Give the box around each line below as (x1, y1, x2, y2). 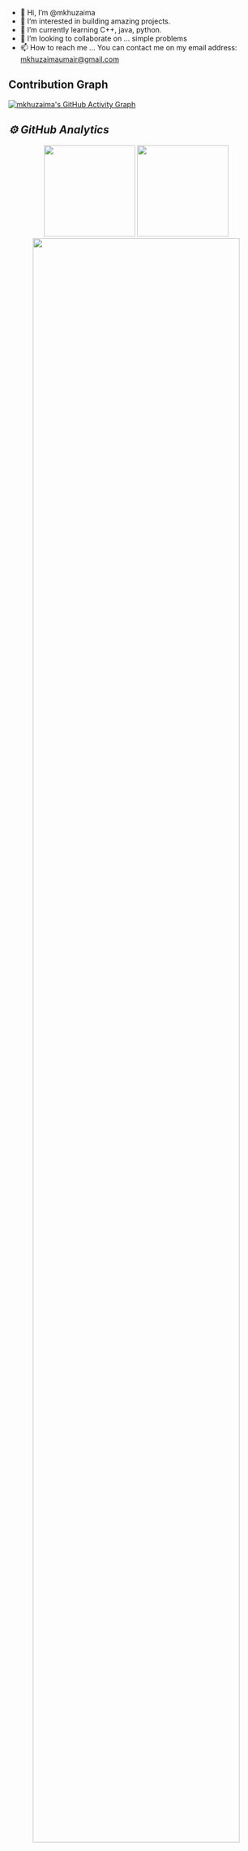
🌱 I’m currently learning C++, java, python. (19, 25, 162, 34)
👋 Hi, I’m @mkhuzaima (19, 8, 96, 17)
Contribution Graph (8, 78, 109, 92)
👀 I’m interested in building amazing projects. (19, 16, 171, 26)
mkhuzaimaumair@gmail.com (19, 54, 120, 64)
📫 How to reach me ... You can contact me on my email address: (19, 43, 237, 52)
